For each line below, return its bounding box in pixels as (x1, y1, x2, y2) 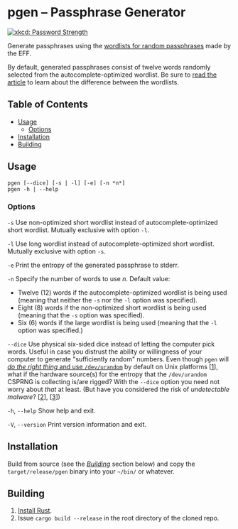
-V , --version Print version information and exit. (7, 420, 147, 428)
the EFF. (7, 49, 32, 58)
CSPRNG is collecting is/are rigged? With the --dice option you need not (7, 377, 220, 386)
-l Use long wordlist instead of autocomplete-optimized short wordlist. (7, 239, 215, 248)
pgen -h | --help (7, 185, 59, 192)
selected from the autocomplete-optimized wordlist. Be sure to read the (7, 70, 217, 79)
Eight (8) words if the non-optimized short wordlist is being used (17, 303, 207, 312)
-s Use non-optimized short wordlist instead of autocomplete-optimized (7, 218, 218, 227)
